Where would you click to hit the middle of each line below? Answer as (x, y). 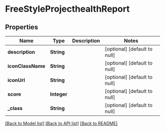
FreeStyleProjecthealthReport (68, 9)
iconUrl (16, 80)
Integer (59, 94)
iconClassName (27, 66)
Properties (22, 27)
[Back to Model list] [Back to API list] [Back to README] (61, 123)
